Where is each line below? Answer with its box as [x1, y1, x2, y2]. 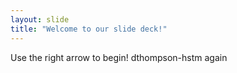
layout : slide [10, 14, 70, 25]
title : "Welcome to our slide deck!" [10, 24, 168, 34]
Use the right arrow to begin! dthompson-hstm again [10, 51, 228, 63]
